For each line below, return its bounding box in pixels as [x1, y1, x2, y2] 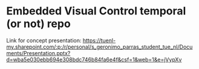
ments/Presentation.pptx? [6, 49, 71, 56]
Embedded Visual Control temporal [6, 4, 186, 18]
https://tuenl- [82, 37, 116, 44]
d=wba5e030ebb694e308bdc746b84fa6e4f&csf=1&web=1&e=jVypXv [6, 56, 182, 63]
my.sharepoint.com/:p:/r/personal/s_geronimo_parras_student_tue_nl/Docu [6, 43, 193, 50]
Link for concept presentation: [6, 37, 82, 44]
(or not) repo [6, 17, 71, 31]
